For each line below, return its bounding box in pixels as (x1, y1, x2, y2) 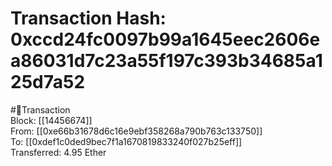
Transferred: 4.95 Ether (10, 146, 107, 158)
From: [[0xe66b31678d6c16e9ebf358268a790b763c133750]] (10, 125, 263, 137)
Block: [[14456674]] (10, 114, 93, 126)
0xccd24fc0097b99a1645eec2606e (10, 28, 321, 51)
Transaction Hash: (10, 7, 167, 30)
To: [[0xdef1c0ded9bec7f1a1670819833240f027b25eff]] (10, 135, 243, 147)
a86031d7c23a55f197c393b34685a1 (10, 50, 323, 72)
